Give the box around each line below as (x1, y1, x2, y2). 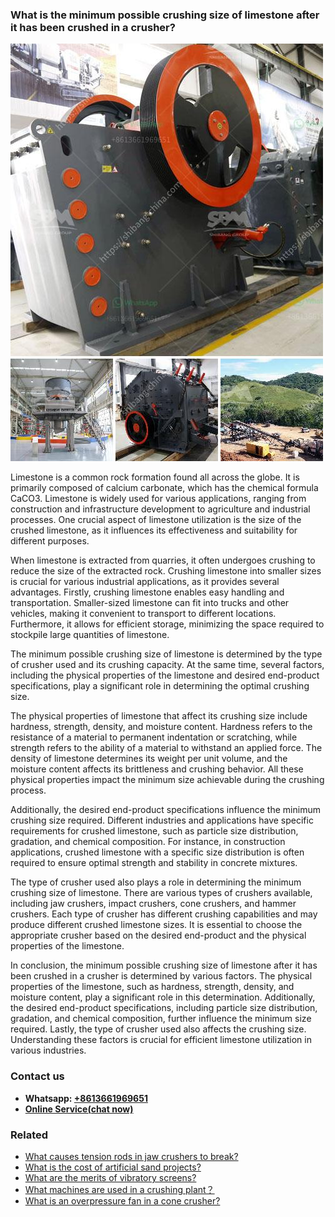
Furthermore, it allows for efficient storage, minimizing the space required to (10, 618, 325, 630)
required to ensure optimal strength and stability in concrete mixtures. (10, 857, 298, 869)
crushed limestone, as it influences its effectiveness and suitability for (10, 524, 298, 537)
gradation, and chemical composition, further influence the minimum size (10, 1013, 312, 1025)
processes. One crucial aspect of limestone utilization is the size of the (10, 514, 302, 526)
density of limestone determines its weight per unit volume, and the (10, 753, 288, 765)
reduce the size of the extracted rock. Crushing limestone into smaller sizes (10, 565, 322, 577)
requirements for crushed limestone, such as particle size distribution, (10, 825, 299, 837)
